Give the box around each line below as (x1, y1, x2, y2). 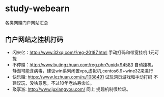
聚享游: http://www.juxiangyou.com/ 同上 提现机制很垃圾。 (12, 86, 131, 92)
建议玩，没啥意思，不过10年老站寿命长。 (12, 80, 95, 86)
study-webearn (5, 3, 70, 14)
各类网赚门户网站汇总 (5, 20, 48, 25)
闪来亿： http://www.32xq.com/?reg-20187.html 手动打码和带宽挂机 (12, 49, 148, 55)
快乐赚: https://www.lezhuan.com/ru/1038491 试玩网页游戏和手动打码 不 (12, 74, 158, 80)
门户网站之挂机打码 (5, 35, 63, 44)
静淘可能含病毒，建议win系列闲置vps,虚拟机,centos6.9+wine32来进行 (12, 68, 154, 73)
